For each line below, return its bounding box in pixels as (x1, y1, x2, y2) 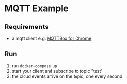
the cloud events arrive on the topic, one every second (11, 73, 123, 79)
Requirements (4, 23, 49, 31)
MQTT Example (4, 3, 69, 14)
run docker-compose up (11, 62, 57, 69)
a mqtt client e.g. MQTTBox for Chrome (11, 35, 92, 41)
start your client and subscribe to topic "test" (11, 68, 103, 74)
